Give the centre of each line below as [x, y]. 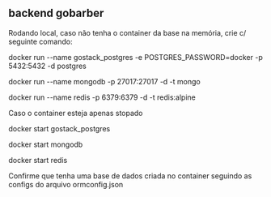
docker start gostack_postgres [59, 128]
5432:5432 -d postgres [47, 66]
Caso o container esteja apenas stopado [76, 113]
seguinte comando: [40, 41]
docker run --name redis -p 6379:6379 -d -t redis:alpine [102, 97]
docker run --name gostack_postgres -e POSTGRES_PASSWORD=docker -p [135, 57]
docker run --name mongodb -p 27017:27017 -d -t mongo [104, 81]
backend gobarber [56, 13]
